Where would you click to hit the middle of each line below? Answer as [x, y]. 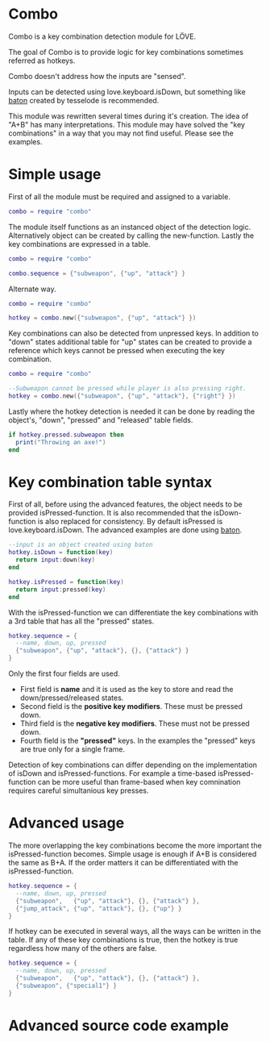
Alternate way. [32, 289]
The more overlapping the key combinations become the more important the [135, 845]
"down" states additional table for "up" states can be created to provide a [130, 342]
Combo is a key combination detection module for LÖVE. [102, 36]
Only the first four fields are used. [64, 673]
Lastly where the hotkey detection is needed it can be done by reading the [132, 411]
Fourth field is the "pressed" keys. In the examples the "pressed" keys [137, 741]
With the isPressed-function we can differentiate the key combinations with [133, 612]
